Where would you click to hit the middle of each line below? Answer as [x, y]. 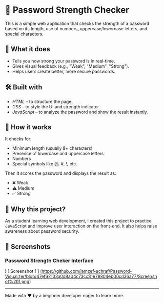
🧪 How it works [28, 127]
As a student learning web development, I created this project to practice [79, 221]
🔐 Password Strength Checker [67, 10]
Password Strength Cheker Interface [49, 261]
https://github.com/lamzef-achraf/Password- [87, 271]
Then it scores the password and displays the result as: [61, 173]
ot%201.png [17, 281]
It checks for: [18, 139]
